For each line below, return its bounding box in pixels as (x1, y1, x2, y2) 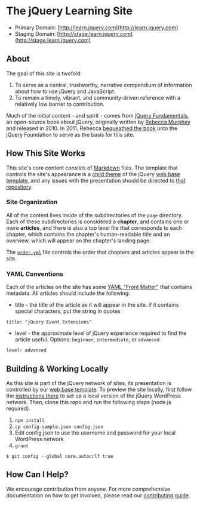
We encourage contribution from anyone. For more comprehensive (6, 485, 171, 492)
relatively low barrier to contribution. (14, 100, 104, 107)
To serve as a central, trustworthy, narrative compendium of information (14, 81, 192, 88)
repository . (6, 183, 33, 190)
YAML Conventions (6, 270, 64, 278)
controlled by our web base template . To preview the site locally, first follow (6, 386, 192, 393)
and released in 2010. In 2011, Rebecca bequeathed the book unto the (6, 124, 178, 132)
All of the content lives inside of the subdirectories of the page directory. (6, 211, 183, 218)
